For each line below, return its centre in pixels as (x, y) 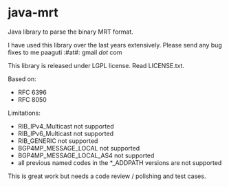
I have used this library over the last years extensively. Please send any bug (115, 45)
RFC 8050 (32, 99)
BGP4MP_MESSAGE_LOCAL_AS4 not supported (86, 155)
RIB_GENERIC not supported (58, 141)
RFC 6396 (32, 92)
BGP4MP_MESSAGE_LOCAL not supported (79, 148)
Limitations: (24, 113)
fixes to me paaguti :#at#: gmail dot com (65, 52)
